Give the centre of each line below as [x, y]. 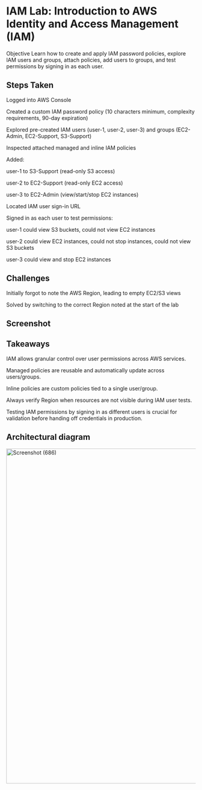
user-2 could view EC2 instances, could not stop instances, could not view [99, 241]
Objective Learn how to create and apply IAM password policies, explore [96, 53]
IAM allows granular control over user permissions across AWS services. [96, 358]
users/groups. [23, 377]
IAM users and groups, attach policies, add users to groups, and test [91, 60]
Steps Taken [30, 85]
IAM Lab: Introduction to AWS [82, 11]
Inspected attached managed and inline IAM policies [71, 148]
